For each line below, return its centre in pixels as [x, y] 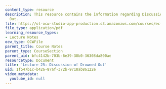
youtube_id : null [27, 79]
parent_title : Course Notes [34, 46]
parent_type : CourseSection [34, 51]
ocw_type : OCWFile [24, 42]
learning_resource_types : [32, 33]
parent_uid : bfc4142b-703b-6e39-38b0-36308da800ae [58, 56]
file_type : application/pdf [34, 28]
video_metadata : [22, 74]
